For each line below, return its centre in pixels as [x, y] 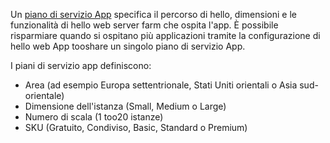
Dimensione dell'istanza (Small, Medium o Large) [125, 106]
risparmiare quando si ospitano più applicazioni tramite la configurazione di [165, 35]
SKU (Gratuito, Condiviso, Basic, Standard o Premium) [136, 127]
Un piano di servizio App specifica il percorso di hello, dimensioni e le [153, 14]
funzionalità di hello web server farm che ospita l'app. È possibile [144, 25]
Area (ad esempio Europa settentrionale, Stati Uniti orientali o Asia [161, 85]
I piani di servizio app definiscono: [81, 65]
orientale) [44, 95]
